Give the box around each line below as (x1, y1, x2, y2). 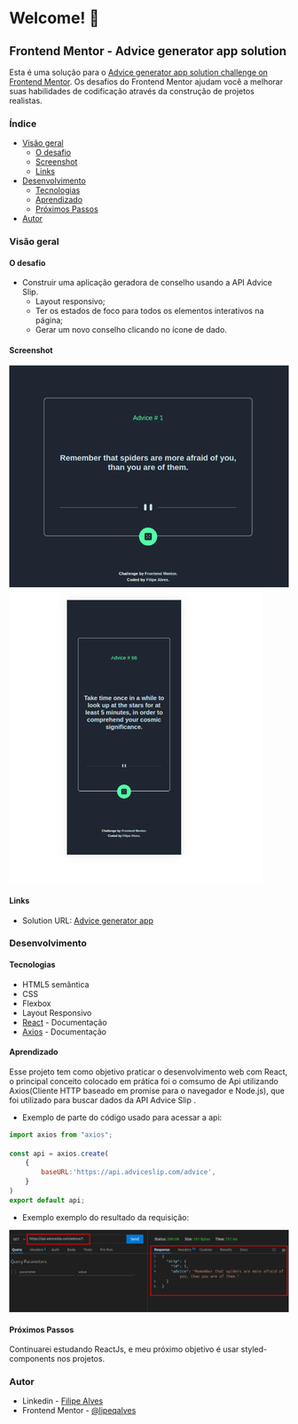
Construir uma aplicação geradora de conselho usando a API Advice (21, 278, 273, 288)
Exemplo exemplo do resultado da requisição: (21, 1211, 189, 1222)
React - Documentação (21, 1017, 108, 1027)
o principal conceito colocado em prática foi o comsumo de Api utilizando (9, 1075, 279, 1086)
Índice (9, 117, 37, 130)
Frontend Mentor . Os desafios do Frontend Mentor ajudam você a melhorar (9, 76, 284, 87)
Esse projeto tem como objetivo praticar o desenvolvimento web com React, (9, 1066, 288, 1077)
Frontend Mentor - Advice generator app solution (9, 44, 286, 59)
